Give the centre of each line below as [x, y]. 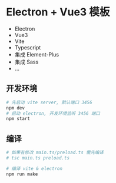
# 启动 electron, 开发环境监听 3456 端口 [53, 113]
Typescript [28, 47]
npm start [18, 119]
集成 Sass [26, 62]
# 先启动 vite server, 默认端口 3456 [49, 102]
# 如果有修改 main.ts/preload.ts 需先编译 [55, 153]
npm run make [22, 174]
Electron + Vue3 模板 [58, 12]
